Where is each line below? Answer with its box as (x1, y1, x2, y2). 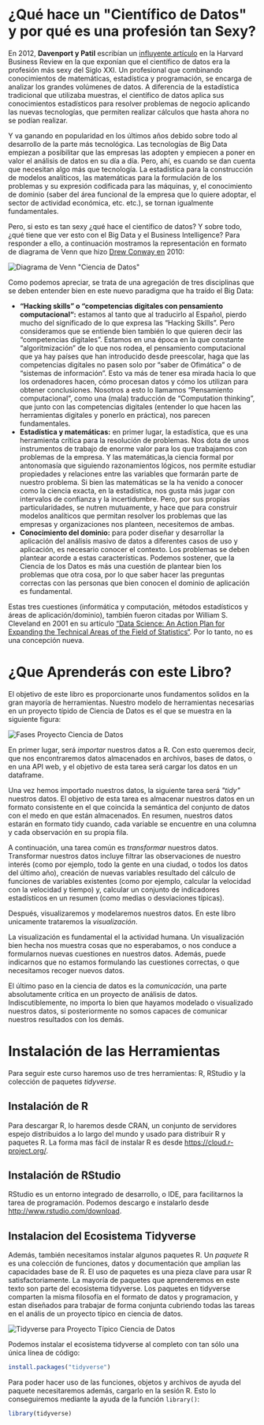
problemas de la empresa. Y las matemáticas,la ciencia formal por (19, 452, 234, 461)
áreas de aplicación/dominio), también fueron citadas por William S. (8, 610, 229, 619)
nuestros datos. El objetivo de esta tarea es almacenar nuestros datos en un (8, 794, 255, 803)
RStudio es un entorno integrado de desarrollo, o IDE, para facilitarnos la (8, 1190, 244, 1199)
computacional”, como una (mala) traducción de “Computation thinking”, (19, 393, 255, 403)
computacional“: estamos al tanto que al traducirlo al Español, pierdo (19, 310, 247, 319)
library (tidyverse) (8, 1410, 73, 1418)
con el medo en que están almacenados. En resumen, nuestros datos (8, 810, 233, 820)
